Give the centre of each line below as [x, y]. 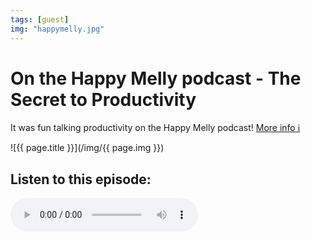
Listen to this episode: [81, 179]
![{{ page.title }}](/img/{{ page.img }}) [87, 148]
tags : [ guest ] [40, 19]
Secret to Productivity [103, 99]
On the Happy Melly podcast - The [156, 78]
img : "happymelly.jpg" [57, 29]
